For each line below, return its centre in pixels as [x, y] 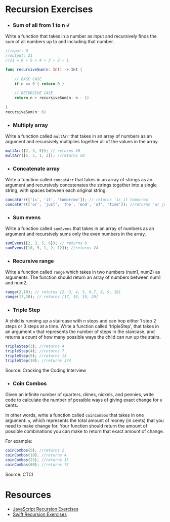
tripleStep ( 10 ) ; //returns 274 [38, 361]
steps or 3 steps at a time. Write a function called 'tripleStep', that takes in [82, 327]
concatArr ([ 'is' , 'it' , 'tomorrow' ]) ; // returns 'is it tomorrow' [78, 200]
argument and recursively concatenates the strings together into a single [81, 185]
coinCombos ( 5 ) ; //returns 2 [35, 450]
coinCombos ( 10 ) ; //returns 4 [36, 455]
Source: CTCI [19, 474]
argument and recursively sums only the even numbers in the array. [76, 234]
